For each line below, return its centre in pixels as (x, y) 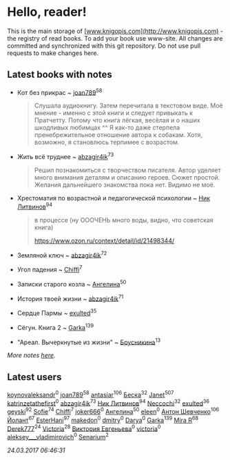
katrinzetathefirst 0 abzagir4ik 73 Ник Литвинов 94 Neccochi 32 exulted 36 (108, 402)
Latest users (34, 377)
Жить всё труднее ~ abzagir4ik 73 (65, 156)
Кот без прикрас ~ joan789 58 (60, 92)
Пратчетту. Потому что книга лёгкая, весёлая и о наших (117, 121)
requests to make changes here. (53, 53)
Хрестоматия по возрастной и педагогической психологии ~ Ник (114, 198)
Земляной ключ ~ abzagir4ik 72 (62, 254)
